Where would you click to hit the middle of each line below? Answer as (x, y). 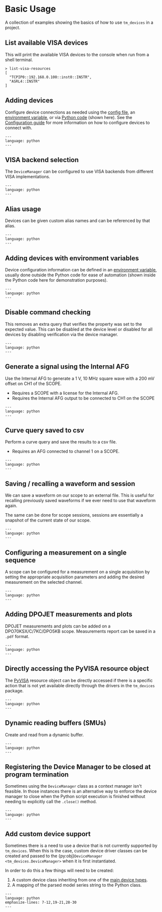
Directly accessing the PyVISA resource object (77, 669)
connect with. (19, 128)
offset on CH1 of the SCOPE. (33, 383)
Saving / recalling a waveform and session (70, 483)
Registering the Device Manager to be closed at (78, 767)
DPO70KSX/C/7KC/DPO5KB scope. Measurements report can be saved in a (80, 631)
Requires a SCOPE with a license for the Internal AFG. (66, 393)
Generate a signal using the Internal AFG (67, 367)
